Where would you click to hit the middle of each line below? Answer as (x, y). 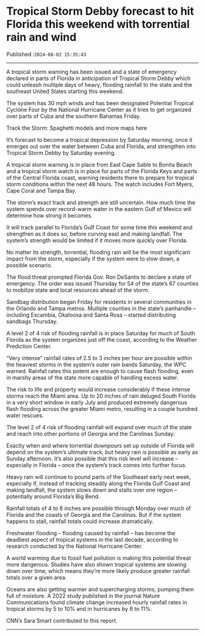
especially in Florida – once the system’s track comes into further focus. (97, 465)
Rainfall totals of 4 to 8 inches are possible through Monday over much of (99, 508)
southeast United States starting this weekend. (65, 91)
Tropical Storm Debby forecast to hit (100, 11)
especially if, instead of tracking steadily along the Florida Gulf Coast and (98, 483)
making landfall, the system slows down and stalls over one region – (92, 490)
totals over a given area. (37, 577)
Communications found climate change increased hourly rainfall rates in (97, 602)
